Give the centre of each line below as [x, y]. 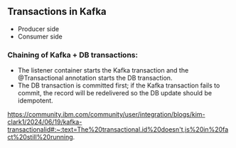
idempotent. [35, 101]
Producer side [38, 28]
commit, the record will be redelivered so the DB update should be [114, 93]
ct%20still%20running [40, 137]
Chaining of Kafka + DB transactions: [73, 55]
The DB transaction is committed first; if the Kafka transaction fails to [119, 85]
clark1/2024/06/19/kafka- [45, 122]
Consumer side [40, 36]
